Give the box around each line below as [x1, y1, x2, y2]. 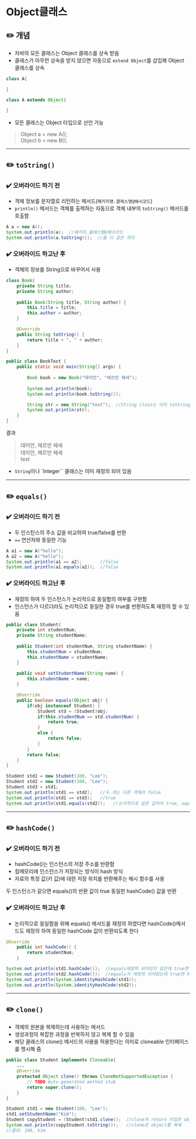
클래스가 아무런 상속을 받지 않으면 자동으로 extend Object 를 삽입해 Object [14, 57, 185, 64]
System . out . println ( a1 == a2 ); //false [6, 559, 118, 565]
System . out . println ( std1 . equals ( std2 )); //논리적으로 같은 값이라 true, [6, 800, 180, 806]
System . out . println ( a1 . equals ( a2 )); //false [6, 564, 118, 570]
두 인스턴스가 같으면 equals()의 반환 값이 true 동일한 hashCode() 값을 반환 [6, 888, 177, 895]
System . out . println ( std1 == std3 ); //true [6, 795, 116, 801]
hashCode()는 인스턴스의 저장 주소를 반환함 [14, 861, 115, 868]
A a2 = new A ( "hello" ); [6, 553, 64, 559]
